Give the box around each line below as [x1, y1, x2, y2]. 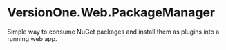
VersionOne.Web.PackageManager [7, 5, 216, 21]
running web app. [7, 34, 57, 42]
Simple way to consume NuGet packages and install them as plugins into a [7, 27, 220, 36]
